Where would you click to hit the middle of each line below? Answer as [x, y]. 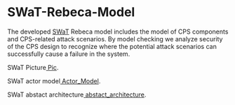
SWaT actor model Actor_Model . [54, 80]
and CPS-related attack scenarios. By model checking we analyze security [115, 38]
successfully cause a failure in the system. [69, 54]
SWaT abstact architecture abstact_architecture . [77, 94]
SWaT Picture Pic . [33, 67]
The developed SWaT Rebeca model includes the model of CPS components [118, 31]
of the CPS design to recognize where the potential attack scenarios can [112, 46]
